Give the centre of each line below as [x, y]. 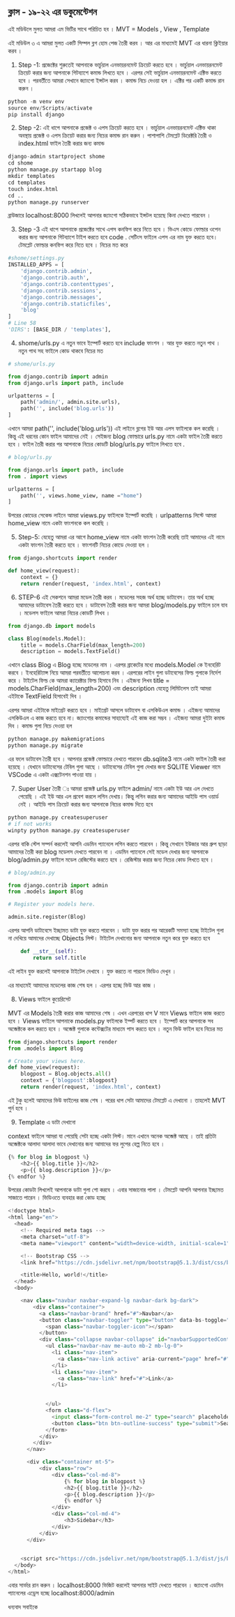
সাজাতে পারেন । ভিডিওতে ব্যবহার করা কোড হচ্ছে [57, 1198]
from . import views [38, 476]
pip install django [36, 114]
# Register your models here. [52, 904]
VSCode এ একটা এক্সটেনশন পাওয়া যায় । [53, 775]
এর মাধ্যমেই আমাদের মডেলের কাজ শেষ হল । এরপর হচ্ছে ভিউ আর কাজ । [82, 985]
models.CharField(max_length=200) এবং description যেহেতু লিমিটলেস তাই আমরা [110, 689]
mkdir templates [31, 176]
